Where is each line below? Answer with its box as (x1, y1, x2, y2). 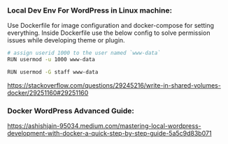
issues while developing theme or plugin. (7, 36, 125, 45)
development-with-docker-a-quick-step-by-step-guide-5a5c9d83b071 (7, 129, 212, 138)
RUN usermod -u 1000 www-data (7, 56, 96, 63)
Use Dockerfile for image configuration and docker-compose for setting (7, 22, 215, 30)
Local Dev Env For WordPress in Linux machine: (7, 6, 173, 15)
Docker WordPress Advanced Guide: (7, 106, 135, 115)
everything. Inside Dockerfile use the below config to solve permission (7, 29, 211, 37)
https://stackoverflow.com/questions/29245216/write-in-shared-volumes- (7, 81, 222, 89)
